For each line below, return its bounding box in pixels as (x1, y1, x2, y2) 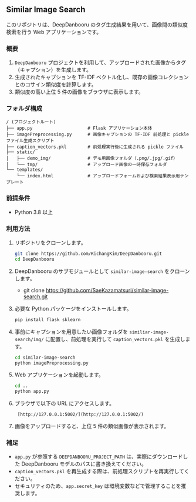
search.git (23, 293, 48, 300)
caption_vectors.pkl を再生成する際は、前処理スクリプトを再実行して (14, 468, 184, 475)
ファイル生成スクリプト (6, 138, 55, 144)
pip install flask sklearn (14, 316, 81, 322)
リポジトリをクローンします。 (14, 239, 86, 246)
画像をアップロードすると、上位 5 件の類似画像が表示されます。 (14, 423, 170, 430)
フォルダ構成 (6, 105, 43, 113)
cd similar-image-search (14, 355, 76, 361)
